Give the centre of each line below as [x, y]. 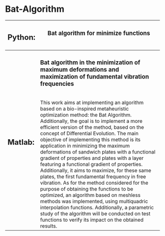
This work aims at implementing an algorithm [92, 102]
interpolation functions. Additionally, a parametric [97, 207]
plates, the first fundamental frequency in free [93, 176]
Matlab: [21, 142]
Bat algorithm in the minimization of [90, 63]
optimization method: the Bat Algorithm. [86, 115]
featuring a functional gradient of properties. [91, 164]
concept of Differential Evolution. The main [89, 133]
